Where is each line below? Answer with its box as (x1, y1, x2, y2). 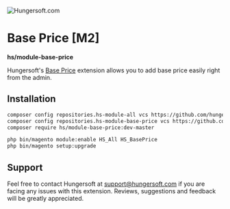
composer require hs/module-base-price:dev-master (7, 124, 155, 131)
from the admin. (7, 73, 53, 81)
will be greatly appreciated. (7, 194, 84, 202)
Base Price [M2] (7, 31, 100, 46)
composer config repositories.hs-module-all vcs (7, 111, 149, 118)
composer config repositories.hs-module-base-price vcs (7, 117, 170, 124)
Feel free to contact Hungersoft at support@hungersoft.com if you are (7, 180, 205, 188)
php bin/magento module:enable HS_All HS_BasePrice (7, 137, 157, 143)
